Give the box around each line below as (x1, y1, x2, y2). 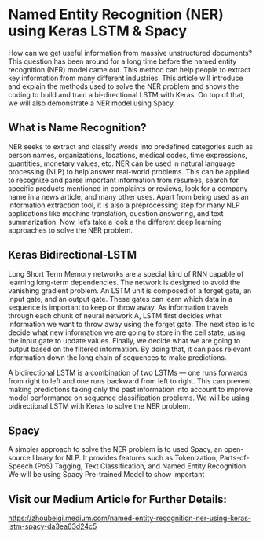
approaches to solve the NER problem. (8, 225, 133, 235)
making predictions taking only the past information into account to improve (8, 384, 254, 394)
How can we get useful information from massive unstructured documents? (8, 48, 253, 57)
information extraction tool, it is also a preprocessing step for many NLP (8, 200, 241, 210)
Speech (8, 461, 34, 471)
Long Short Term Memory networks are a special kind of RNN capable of (8, 269, 244, 278)
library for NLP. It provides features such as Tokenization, (32, 453, 218, 463)
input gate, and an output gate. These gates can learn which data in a (8, 294, 233, 303)
